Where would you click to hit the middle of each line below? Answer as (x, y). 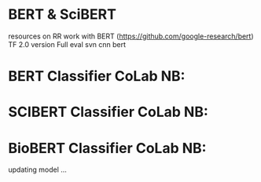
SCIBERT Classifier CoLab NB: (108, 112)
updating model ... (37, 169)
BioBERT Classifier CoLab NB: (107, 148)
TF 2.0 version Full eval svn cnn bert (67, 44)
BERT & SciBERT (62, 15)
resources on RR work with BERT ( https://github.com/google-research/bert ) (131, 36)
